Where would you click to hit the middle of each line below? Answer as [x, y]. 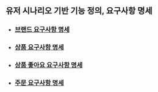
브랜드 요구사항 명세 [42, 30]
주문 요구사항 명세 [39, 83]
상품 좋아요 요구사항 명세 [48, 65]
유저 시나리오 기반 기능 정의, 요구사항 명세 [79, 11]
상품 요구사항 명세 [39, 47]
